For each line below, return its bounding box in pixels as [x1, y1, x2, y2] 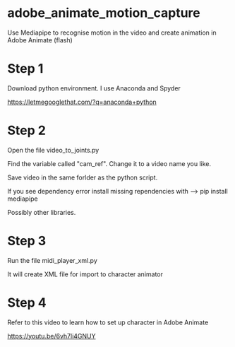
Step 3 [7, 233, 47, 249]
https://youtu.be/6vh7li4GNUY [7, 331, 97, 340]
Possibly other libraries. [7, 208, 76, 216]
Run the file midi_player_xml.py [7, 256, 97, 264]
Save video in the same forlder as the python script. [7, 173, 158, 182]
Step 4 [7, 295, 47, 310]
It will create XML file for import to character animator [7, 270, 164, 278]
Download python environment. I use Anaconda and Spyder [7, 83, 181, 93]
